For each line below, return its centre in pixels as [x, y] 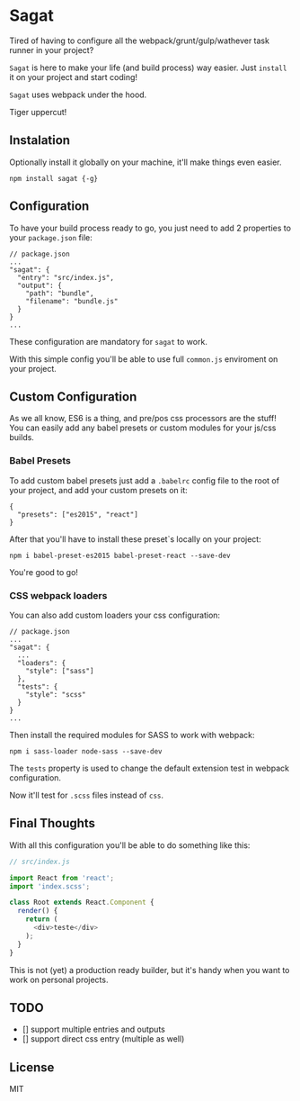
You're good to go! [44, 572]
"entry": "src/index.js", [66, 277]
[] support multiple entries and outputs [94, 1029]
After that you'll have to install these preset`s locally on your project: [136, 539]
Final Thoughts [53, 823]
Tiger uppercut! [38, 112]
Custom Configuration [73, 397]
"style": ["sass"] [60, 671]
